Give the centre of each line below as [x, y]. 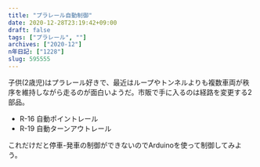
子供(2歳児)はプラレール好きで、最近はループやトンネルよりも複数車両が [125, 82]
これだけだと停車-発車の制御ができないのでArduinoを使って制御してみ [121, 145]
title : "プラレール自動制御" [50, 15]
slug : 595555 [29, 60]
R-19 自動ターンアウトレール [65, 128]
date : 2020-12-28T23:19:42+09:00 [63, 23]
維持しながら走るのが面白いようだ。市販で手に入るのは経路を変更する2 [137, 92]
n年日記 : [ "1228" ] [36, 52]
